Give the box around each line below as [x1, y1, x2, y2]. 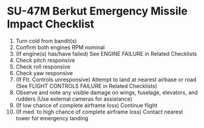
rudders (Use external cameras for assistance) [15, 95, 133, 103]
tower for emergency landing [15, 114, 89, 122]
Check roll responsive [15, 62, 70, 70]
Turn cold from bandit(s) [15, 37, 77, 44]
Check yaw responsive [15, 69, 73, 76]
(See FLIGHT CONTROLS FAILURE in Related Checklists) [15, 82, 157, 89]
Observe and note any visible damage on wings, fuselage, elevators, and [15, 89, 198, 96]
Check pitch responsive [15, 56, 75, 64]
